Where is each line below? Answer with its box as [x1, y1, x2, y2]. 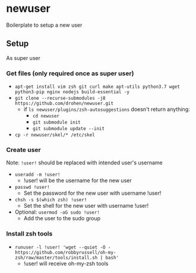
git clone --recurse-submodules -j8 [14, 96, 106, 101]
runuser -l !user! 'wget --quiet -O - [14, 244, 111, 250]
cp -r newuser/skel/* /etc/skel [14, 132, 95, 138]
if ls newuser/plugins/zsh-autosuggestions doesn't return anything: [23, 106, 190, 113]
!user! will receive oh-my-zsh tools [23, 260, 109, 267]
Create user [6, 145, 41, 154]
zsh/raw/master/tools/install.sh [14, 255, 98, 261]
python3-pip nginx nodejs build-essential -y [14, 89, 129, 95]
